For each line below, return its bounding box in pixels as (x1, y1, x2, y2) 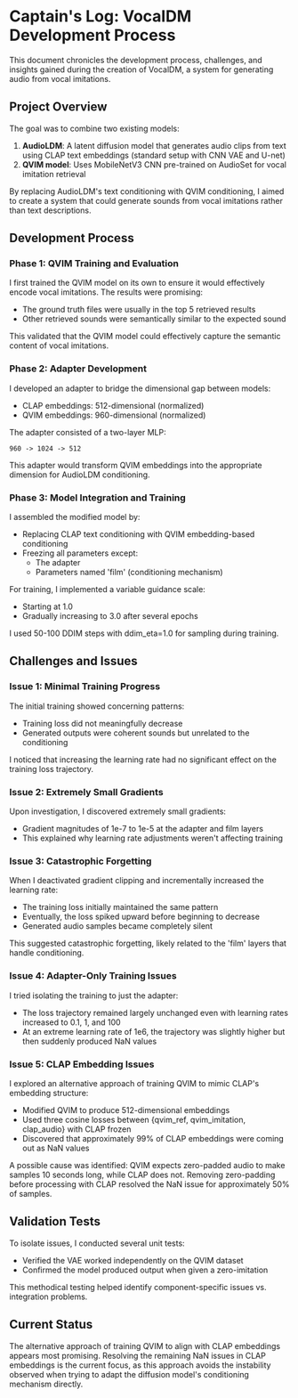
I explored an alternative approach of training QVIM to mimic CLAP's (9, 1077, 260, 1088)
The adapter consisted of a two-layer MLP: (9, 427, 166, 437)
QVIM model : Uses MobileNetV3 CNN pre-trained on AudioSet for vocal (21, 158, 287, 170)
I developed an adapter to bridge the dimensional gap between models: (9, 383, 271, 394)
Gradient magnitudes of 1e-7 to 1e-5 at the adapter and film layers (21, 824, 264, 834)
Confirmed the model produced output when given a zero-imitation (21, 1264, 269, 1275)
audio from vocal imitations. (9, 73, 111, 84)
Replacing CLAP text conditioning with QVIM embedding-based (21, 529, 255, 540)
